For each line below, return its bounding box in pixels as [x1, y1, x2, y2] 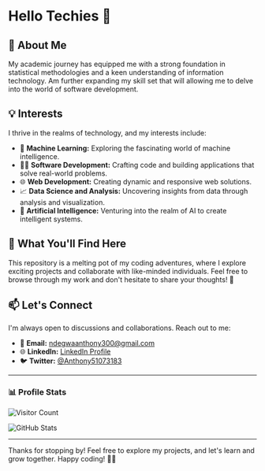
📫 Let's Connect [8, 299, 93, 312]
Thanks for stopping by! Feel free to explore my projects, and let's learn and [8, 445, 255, 455]
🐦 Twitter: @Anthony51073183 [19, 356, 122, 365]
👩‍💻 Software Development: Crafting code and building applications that [19, 160, 255, 169]
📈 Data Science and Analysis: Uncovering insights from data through [19, 186, 248, 195]
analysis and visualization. [19, 197, 105, 207]
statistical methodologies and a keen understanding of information [8, 68, 224, 77]
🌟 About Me [8, 39, 67, 52]
